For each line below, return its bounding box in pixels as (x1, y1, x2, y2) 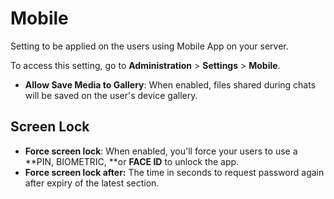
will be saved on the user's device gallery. (24, 89, 198, 101)
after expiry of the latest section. (24, 177, 160, 189)
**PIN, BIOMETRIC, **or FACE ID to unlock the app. (24, 155, 240, 167)
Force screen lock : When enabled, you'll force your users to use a (24, 145, 298, 157)
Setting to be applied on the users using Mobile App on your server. (10, 40, 289, 52)
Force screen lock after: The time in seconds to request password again (24, 166, 325, 178)
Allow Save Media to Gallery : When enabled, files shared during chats (24, 78, 317, 91)
